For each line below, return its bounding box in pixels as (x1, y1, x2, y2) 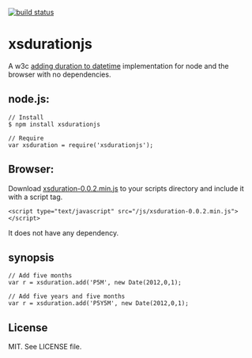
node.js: (8, 92, 50, 106)
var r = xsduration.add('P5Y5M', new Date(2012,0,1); (8, 300, 190, 307)
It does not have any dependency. (8, 228, 119, 237)
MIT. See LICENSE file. (8, 342, 82, 352)
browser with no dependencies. (8, 70, 111, 79)
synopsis (8, 251, 55, 264)
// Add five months (8, 272, 73, 280)
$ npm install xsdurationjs (8, 120, 101, 128)
